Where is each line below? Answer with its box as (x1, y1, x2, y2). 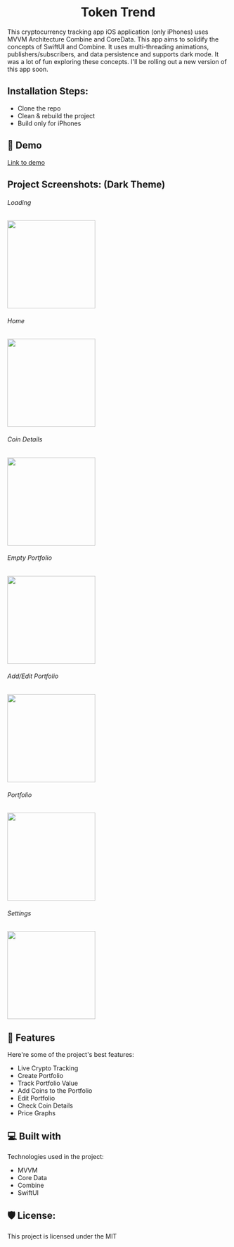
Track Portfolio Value (17, 1079, 79, 1088)
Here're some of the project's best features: (7, 1051, 135, 1059)
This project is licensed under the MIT (7, 1232, 117, 1240)
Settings (7, 909, 32, 917)
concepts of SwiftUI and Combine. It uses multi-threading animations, (7, 42, 209, 51)
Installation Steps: (7, 85, 89, 97)
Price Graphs (17, 1109, 56, 1117)
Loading (7, 198, 32, 206)
